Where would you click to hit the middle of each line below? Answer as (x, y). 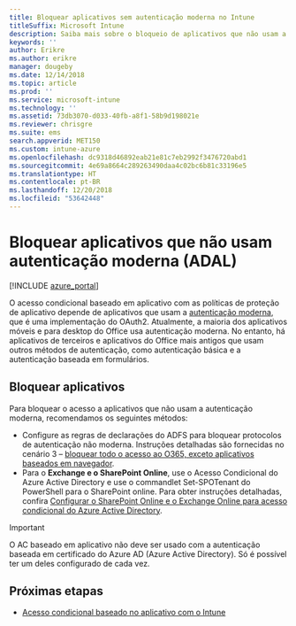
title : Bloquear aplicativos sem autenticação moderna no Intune (132, 17)
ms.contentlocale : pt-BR (55, 182)
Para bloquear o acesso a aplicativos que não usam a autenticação (131, 408)
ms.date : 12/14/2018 (47, 75)
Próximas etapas (56, 591)
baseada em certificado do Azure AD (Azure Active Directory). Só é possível (148, 553)
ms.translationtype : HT (53, 174)
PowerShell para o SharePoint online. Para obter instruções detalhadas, (152, 491)
